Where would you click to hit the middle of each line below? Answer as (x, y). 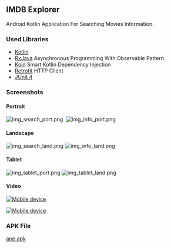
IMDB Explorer (33, 10)
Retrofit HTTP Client (39, 71)
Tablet (14, 160)
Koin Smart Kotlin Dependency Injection (63, 65)
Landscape (20, 133)
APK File (19, 226)
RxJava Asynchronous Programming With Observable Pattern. (90, 58)
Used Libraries (27, 39)
